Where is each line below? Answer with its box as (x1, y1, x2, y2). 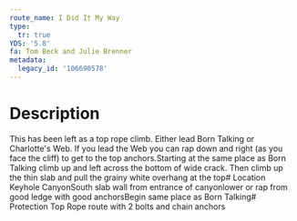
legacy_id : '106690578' (17, 65, 108, 74)
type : (9, 22, 30, 31)
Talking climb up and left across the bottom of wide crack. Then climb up (9, 162, 284, 173)
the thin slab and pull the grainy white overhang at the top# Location (9, 172, 266, 183)
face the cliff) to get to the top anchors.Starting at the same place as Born (9, 152, 287, 164)
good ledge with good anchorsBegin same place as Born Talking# (9, 191, 257, 202)
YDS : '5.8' (9, 38, 51, 48)
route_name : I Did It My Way (9, 13, 120, 23)
